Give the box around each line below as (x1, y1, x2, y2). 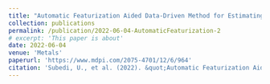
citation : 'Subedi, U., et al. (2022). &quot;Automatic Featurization (8, 64, 250, 72)
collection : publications (8, 19, 95, 27)
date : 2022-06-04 (8, 42, 67, 50)
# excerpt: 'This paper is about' (8, 34, 125, 42)
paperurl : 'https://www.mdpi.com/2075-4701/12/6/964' (8, 57, 193, 65)
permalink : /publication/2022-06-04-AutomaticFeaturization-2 (8, 26, 221, 34)
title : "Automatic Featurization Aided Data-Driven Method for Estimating (8, 11, 264, 20)
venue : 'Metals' (8, 49, 63, 57)
